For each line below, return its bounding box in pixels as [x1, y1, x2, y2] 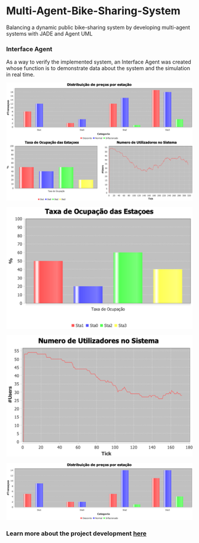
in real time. [6, 71, 35, 78]
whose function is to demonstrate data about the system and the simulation [6, 65, 191, 72]
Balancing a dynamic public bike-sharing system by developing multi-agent [6, 24, 191, 31]
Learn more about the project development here [6, 529, 147, 538]
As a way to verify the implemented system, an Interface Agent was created [6, 58, 191, 66]
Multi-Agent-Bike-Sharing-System [6, 4, 181, 18]
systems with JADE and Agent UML [6, 30, 93, 37]
